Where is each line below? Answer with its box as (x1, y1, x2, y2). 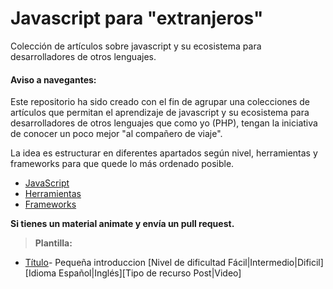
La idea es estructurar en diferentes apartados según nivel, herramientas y (10, 147, 318, 159)
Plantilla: (34, 237, 73, 249)
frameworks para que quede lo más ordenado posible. (10, 158, 235, 170)
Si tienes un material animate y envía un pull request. (10, 218, 235, 230)
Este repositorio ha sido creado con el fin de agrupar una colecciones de (10, 96, 311, 108)
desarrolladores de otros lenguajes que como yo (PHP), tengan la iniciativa (10, 117, 318, 129)
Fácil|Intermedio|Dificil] (228, 257, 324, 269)
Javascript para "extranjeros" (10, 7, 264, 30)
